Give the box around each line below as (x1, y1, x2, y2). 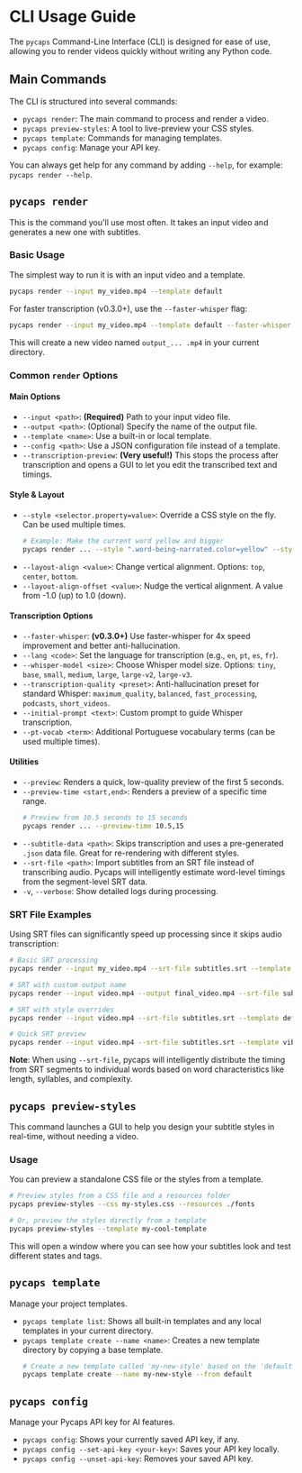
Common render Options (9, 369, 119, 381)
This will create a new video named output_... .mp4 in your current (9, 336, 260, 348)
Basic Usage (9, 249, 66, 261)
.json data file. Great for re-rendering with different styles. (22, 847, 240, 858)
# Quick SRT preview (9, 1029, 87, 1038)
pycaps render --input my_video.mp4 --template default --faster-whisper (9, 320, 292, 330)
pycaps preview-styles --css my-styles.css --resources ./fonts (9, 1200, 255, 1209)
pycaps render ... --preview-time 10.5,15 (22, 821, 184, 830)
